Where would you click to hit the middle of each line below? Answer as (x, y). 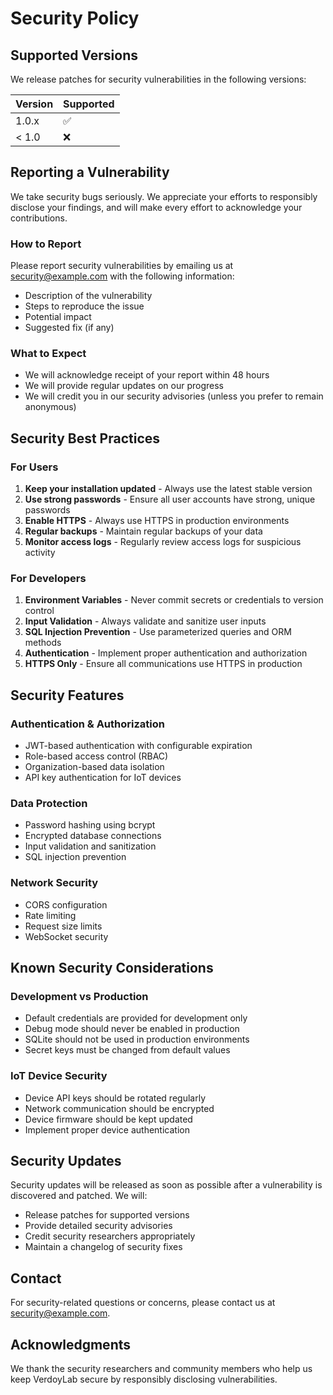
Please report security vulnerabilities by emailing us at (122, 266)
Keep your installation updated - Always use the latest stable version (168, 489)
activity (40, 553)
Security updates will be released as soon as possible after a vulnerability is (166, 1185)
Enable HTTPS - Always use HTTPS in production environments (157, 521)
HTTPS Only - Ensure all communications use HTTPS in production (163, 664)
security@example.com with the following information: (122, 276)
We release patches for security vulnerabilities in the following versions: (158, 79)
